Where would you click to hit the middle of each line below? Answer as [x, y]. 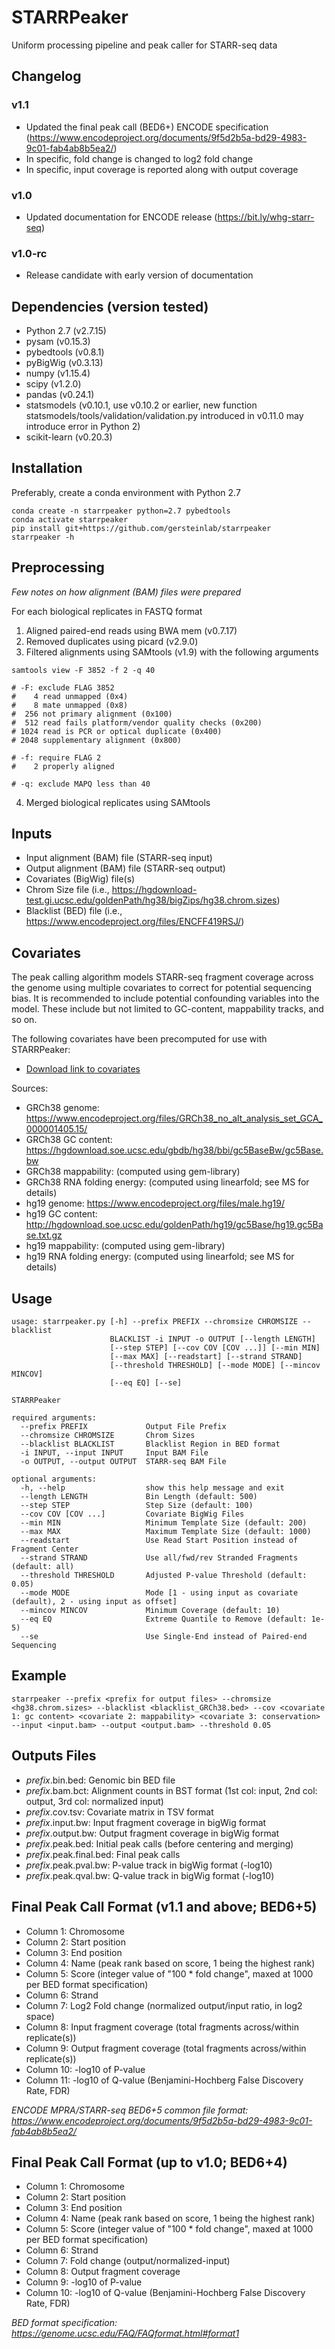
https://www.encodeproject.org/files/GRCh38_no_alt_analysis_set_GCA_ [174, 1118]
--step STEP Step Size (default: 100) [137, 1506]
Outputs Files [54, 1756]
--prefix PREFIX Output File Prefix [123, 1427]
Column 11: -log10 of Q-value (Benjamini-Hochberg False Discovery [164, 2080]
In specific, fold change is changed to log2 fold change [139, 158]
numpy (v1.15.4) [58, 373]
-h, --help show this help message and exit [152, 1488]
